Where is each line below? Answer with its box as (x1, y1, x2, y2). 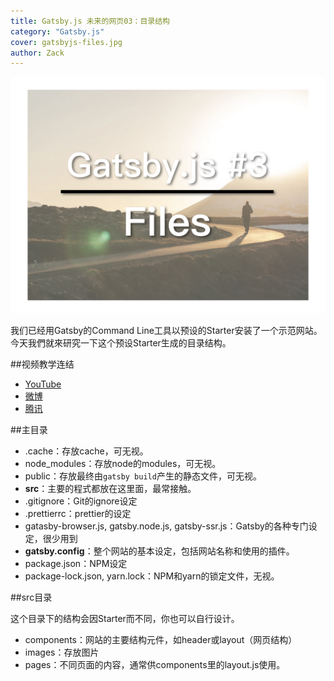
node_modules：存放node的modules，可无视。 (24, 458, 222, 470)
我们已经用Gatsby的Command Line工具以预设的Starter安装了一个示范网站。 (10, 325, 323, 337)
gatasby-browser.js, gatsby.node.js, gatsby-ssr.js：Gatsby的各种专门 (24, 520, 309, 532)
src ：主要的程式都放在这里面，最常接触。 (24, 483, 197, 495)
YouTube (24, 378, 62, 390)
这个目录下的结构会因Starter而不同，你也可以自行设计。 (10, 613, 240, 625)
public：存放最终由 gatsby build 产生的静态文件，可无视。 (24, 470, 262, 482)
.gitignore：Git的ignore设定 (24, 495, 138, 507)
